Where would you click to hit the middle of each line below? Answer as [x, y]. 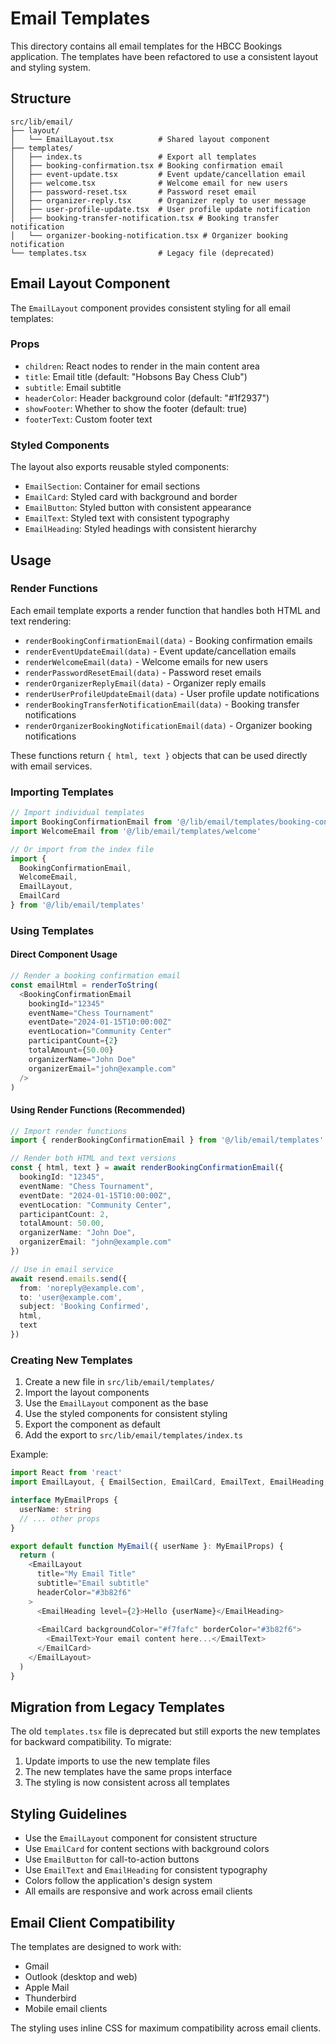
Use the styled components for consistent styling [126, 1414]
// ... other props [60, 1518]
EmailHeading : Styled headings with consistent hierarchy [140, 529]
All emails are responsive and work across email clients [138, 1891]
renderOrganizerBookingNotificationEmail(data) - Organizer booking [168, 725]
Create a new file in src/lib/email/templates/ [119, 1382]
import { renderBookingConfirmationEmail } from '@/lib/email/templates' [167, 1140]
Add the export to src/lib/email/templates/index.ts [133, 1435]
